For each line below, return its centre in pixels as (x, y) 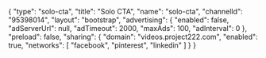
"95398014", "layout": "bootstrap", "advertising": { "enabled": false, (119, 20)
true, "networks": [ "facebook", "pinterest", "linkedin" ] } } (102, 45)
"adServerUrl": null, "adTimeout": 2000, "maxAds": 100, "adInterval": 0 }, (128, 28)
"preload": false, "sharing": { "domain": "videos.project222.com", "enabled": (133, 37)
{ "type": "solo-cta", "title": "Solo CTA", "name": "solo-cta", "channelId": (126, 12)
